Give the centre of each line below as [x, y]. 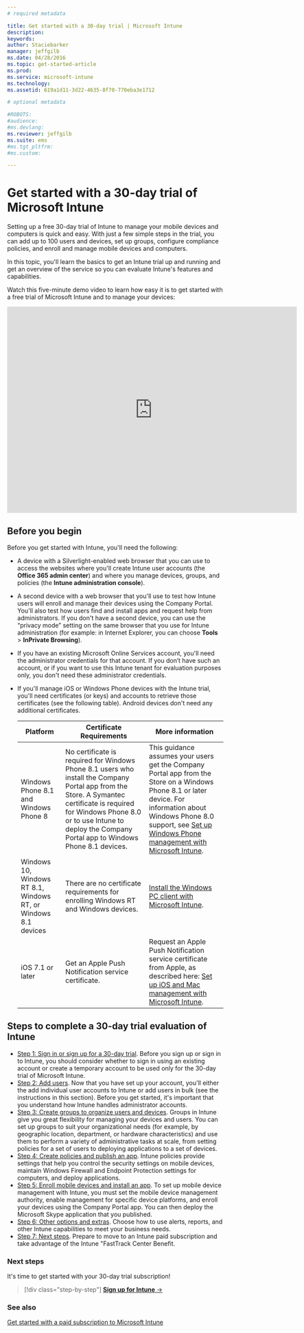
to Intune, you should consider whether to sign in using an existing [111, 1061]
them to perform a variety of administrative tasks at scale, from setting [117, 1141]
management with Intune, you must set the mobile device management [117, 1192]
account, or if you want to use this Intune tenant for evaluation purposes [119, 668]
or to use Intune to [95, 820]
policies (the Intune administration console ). [81, 583]
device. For [167, 799]
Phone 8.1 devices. [96, 846]
